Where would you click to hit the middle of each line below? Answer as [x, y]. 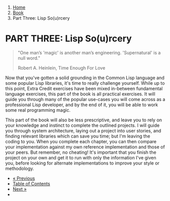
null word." [29, 58]
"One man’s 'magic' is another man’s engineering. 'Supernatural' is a [89, 52]
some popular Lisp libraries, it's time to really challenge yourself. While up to [85, 83]
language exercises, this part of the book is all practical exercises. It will [80, 94]
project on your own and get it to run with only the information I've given [81, 157]
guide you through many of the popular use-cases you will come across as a [85, 99]
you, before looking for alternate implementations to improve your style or [82, 163]
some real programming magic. [38, 110]
